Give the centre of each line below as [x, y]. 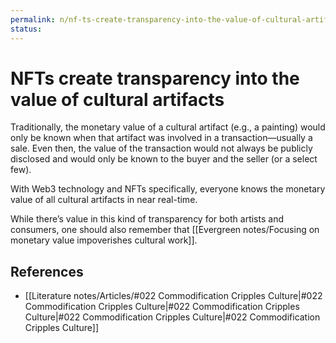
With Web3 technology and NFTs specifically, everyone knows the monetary [168, 189]
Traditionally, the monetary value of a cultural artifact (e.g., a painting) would [168, 127]
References [47, 271]
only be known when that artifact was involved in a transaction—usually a [161, 138]
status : [26, 29]
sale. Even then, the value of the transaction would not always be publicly [161, 148]
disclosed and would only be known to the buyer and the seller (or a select [164, 159]
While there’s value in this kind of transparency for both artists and [147, 219]
